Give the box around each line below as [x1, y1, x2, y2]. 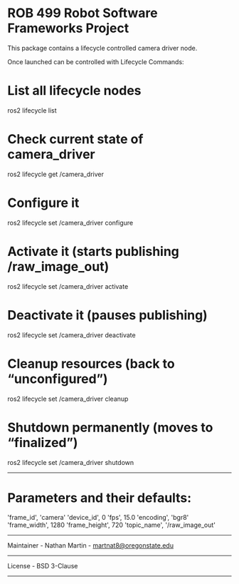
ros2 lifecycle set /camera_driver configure [7, 218, 134, 227]
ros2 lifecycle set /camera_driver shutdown [7, 458, 134, 466]
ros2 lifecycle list [7, 106, 57, 115]
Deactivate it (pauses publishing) [7, 307, 208, 323]
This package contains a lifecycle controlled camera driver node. [7, 43, 198, 52]
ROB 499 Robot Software [7, 5, 158, 21]
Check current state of [7, 131, 144, 148]
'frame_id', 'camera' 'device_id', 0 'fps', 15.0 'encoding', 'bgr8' [7, 513, 189, 522]
